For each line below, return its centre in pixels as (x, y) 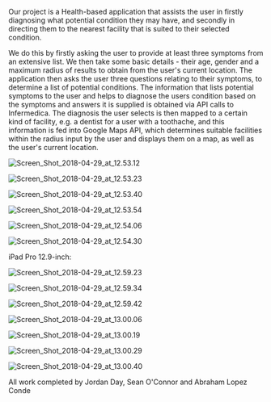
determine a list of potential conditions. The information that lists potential (131, 87)
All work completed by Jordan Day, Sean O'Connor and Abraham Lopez (128, 382)
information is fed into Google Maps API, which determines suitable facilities (135, 130)
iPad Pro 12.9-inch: (40, 257)
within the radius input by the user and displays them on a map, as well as (131, 139)
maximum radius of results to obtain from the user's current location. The (131, 70)
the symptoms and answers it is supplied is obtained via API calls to (121, 105)
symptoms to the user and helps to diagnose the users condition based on (132, 96)
